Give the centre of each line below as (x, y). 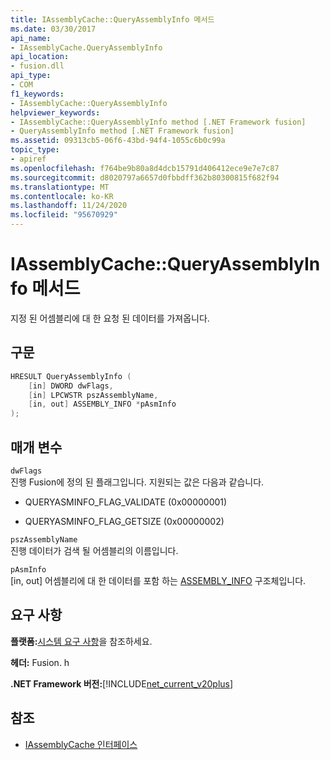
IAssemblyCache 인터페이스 (81, 744)
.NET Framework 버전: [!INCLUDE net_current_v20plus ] (122, 683)
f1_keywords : (37, 94)
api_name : (31, 38)
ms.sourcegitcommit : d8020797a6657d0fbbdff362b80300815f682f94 (145, 177)
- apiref (28, 159)
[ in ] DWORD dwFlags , (71, 386)
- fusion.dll (37, 66)
